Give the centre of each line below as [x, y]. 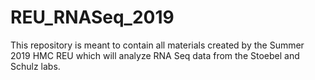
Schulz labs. [35, 66]
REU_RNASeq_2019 [92, 17]
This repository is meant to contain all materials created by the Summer [157, 45]
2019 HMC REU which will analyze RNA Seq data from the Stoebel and [155, 55]
